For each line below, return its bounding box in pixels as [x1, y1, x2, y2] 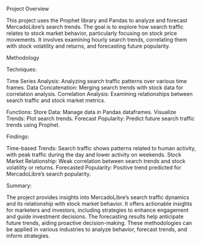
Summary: [6, 182, 32, 189]
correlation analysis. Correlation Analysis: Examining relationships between [6, 91, 193, 97]
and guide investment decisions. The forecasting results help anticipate [6, 213, 184, 220]
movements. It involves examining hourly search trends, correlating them [6, 36, 188, 43]
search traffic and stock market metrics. [6, 97, 106, 104]
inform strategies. [6, 232, 50, 239]
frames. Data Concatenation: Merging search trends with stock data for [6, 84, 183, 91]
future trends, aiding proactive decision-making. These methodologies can [6, 220, 192, 226]
